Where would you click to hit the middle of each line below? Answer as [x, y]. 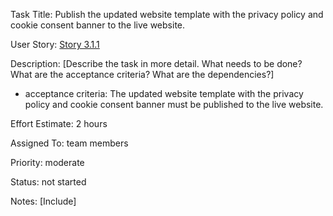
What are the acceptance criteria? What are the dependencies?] [142, 74]
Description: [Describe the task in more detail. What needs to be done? [156, 63]
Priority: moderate [47, 162]
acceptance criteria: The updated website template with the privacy [164, 93]
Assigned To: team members [69, 143]
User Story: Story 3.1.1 [55, 44]
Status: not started [48, 182]
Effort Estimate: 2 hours [59, 123]
